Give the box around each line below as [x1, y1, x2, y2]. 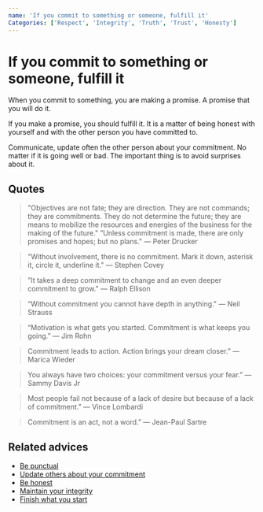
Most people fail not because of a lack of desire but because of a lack [27, 394, 254, 403]
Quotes [8, 182, 46, 195]
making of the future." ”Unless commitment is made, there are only [27, 228, 244, 238]
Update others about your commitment [19, 469, 146, 479]
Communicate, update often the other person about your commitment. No [8, 143, 247, 152]
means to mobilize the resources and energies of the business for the [27, 220, 253, 229]
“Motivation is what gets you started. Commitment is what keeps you [27, 323, 250, 332]
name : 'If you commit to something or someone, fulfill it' [8, 11, 210, 20]
